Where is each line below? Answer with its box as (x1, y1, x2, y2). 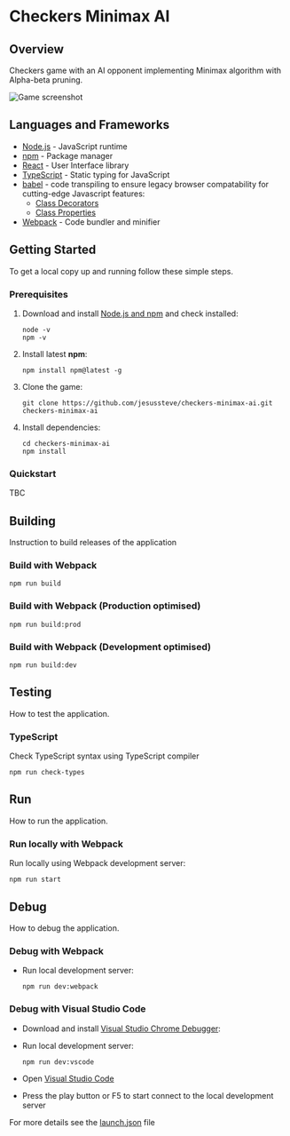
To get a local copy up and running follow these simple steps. (9, 266, 233, 276)
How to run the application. (9, 815, 108, 826)
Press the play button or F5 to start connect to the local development (21, 1090, 274, 1100)
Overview (9, 42, 65, 57)
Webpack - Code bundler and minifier (21, 216, 161, 227)
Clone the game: (21, 381, 83, 392)
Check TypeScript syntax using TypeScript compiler (9, 751, 200, 761)
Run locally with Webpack (9, 838, 124, 850)
